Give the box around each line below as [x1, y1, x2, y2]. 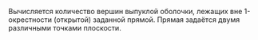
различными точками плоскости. [8, 24, 121, 32]
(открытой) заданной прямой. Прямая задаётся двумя [54, 15, 240, 24]
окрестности [8, 15, 53, 24]
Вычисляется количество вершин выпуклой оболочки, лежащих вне [8, 7, 243, 16]
